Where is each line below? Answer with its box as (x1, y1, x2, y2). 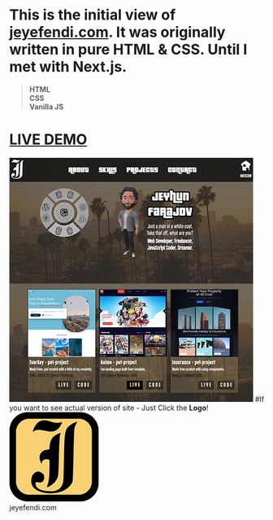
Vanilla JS (28, 102, 64, 111)
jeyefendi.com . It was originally (9, 23, 226, 42)
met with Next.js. (9, 58, 128, 76)
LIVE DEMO (9, 130, 88, 149)
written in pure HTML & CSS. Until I (9, 41, 248, 59)
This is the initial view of (9, 6, 176, 24)
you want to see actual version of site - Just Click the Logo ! (9, 403, 210, 413)
